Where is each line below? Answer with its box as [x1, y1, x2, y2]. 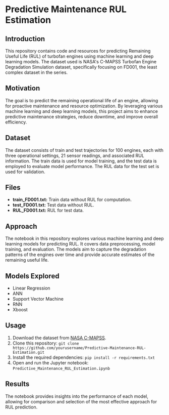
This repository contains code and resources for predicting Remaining [5, 48, 151, 54]
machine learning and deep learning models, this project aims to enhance [5, 108, 158, 114]
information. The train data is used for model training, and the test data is [5, 158, 157, 164]
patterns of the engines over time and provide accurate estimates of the [5, 252, 155, 258]
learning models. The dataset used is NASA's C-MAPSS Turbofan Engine [5, 59, 157, 64]
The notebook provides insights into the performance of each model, [5, 393, 149, 399]
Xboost [12, 307, 28, 313]
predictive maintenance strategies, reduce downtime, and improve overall [5, 113, 158, 119]
